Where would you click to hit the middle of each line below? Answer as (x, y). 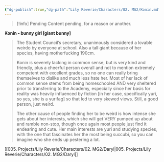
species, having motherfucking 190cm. (56, 53)
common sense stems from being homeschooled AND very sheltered (86, 83)
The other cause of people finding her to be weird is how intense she (86, 114)
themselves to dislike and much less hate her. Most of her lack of (82, 78)
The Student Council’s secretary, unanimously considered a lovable (84, 43)
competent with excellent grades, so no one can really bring (77, 73)
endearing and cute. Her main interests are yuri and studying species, (87, 129)
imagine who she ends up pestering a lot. (58, 139)
